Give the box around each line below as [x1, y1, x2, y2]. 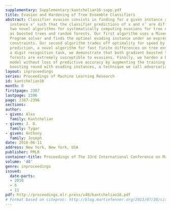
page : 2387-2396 [5, 97, 40, 102]
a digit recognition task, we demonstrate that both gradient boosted [10, 50, 163, 55]
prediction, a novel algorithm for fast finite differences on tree [10, 45, 158, 50]
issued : [5, 169, 22, 174]
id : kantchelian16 [5, 78, 44, 84]
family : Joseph [10, 136, 42, 141]
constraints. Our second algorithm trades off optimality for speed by [10, 41, 165, 46]
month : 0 [5, 83, 24, 88]
